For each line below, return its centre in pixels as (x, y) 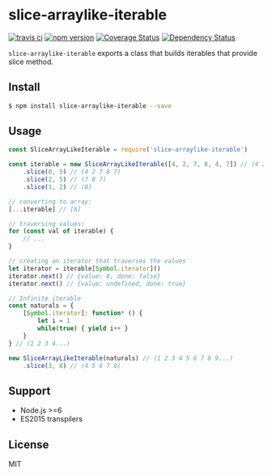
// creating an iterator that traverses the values (97, 261)
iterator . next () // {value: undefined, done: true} (97, 284)
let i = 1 (54, 321)
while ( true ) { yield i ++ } (83, 329)
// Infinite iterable (45, 298)
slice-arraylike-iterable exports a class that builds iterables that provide (133, 53)
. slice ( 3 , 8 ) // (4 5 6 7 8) (72, 366)
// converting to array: (50, 201)
